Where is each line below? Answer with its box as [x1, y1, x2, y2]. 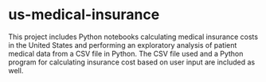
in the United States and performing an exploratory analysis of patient [8, 40, 237, 49]
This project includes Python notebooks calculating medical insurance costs [8, 32, 259, 41]
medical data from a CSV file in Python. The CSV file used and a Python [8, 49, 244, 58]
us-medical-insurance [8, 6, 160, 24]
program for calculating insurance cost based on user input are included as [8, 57, 256, 67]
